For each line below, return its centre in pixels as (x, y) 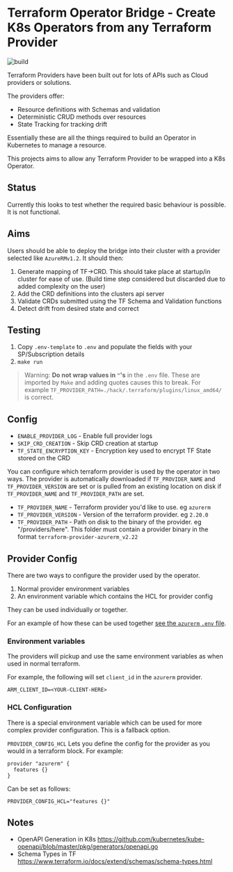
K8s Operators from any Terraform (110, 27)
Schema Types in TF (47, 854)
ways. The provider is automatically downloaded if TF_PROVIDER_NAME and (111, 479)
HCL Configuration (39, 707)
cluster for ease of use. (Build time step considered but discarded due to (121, 279)
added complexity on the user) (61, 286)
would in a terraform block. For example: (65, 751)
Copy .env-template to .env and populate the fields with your (105, 347)
